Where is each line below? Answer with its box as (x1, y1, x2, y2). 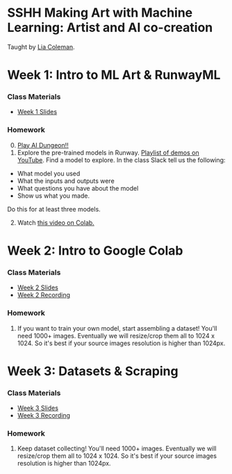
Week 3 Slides (17, 404, 59, 412)
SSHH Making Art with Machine (7, 5, 193, 21)
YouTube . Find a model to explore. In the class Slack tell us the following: (17, 155, 226, 164)
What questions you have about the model (17, 184, 139, 192)
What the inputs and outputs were (17, 176, 115, 185)
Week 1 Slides (17, 108, 58, 116)
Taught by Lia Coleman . (7, 42, 75, 51)
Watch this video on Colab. (17, 218, 95, 227)
